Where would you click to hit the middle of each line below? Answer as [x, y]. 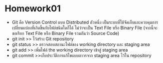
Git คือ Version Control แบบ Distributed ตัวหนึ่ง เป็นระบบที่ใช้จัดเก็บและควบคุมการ [85, 22]
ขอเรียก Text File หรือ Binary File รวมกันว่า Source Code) [66, 33]
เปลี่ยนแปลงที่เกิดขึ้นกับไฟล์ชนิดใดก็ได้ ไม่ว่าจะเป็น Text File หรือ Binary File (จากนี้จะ [85, 28]
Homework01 [33, 9]
